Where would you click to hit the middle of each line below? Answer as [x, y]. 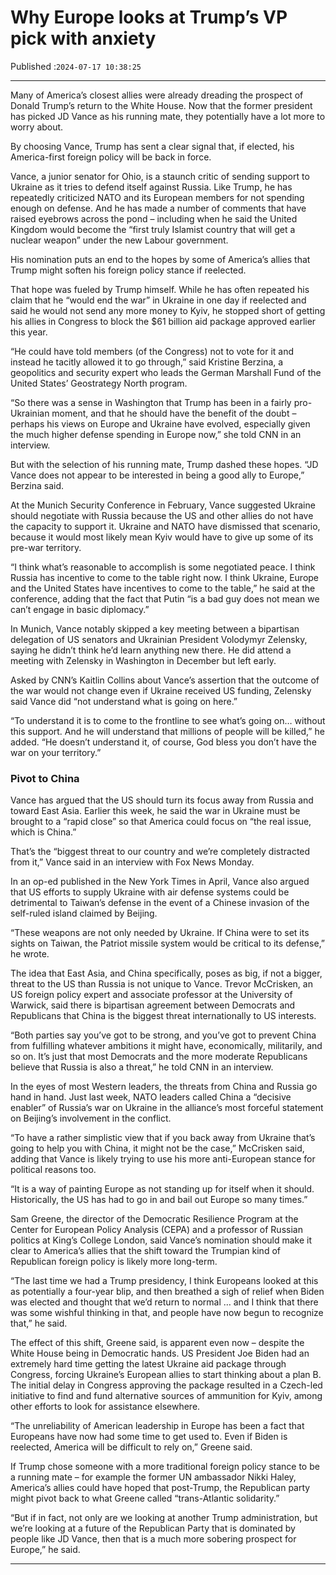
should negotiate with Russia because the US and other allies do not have [162, 515]
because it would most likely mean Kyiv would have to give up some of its [162, 537]
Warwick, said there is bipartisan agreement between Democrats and [153, 1005]
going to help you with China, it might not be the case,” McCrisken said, [157, 1148]
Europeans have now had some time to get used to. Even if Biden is [149, 1437]
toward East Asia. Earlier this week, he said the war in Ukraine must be [155, 811]
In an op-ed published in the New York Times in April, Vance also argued [160, 882]
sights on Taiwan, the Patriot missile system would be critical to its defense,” [168, 943]
